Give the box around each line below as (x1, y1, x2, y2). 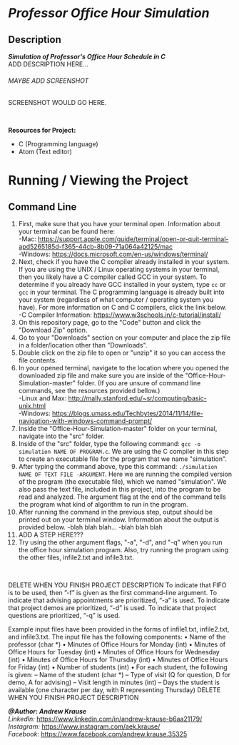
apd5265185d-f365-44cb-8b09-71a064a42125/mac (18, 243, 173, 251)
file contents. (18, 356, 58, 365)
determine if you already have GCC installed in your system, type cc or (18, 280, 226, 289)
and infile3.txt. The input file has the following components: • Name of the (8, 633, 226, 642)
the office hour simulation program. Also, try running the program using (18, 546, 229, 554)
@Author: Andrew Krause (8, 707, 87, 716)
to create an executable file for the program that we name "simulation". (18, 455, 228, 463)
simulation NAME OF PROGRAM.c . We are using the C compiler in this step (18, 447, 229, 456)
